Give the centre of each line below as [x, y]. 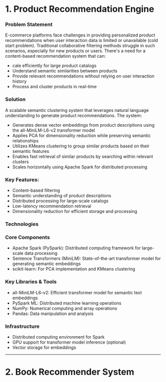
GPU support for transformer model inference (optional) [69, 342]
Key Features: [22, 179]
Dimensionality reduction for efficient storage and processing [75, 211]
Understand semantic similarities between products [65, 71]
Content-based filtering [36, 190]
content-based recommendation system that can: [56, 56]
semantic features [31, 151]
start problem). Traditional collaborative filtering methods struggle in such [80, 46]
